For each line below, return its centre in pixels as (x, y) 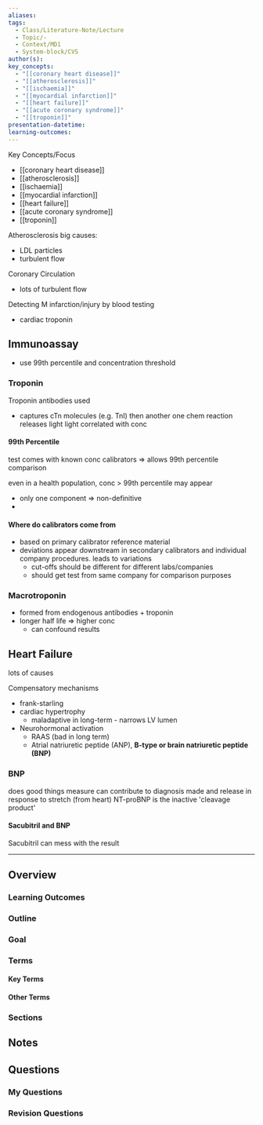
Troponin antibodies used (49, 400)
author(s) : (26, 60)
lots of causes (31, 673)
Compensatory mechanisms (54, 689)
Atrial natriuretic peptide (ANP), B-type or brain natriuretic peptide (140, 745)
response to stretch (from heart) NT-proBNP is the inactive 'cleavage (119, 799)
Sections (25, 1017)
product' (22, 807)
